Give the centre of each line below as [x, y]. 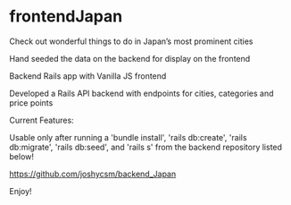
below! [21, 156]
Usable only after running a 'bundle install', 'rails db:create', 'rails [128, 137]
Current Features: [42, 120]
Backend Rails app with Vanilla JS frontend [88, 76]
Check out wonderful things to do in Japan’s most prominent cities [131, 41]
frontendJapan [66, 17]
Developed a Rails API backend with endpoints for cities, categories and [141, 93]
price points [31, 102]
